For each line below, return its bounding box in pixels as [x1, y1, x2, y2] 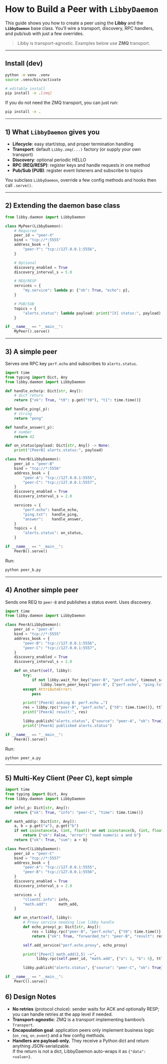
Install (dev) [5, 59, 43, 68]
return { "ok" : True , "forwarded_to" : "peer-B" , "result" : [31, 934, 155, 939]
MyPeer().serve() [14, 329, 50, 334]
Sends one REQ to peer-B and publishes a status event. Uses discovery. [5, 599, 152, 605]
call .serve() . [5, 182, 33, 188]
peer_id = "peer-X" [14, 233, 55, 238]
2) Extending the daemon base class [5, 202, 120, 210]
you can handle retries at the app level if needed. [12, 1011, 113, 1017]
